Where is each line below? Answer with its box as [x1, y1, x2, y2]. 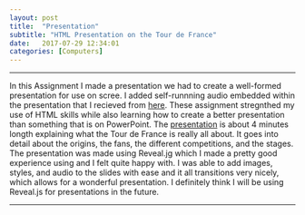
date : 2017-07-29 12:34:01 [9, 38, 120, 48]
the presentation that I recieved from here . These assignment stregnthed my [9, 100, 295, 111]
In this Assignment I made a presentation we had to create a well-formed [9, 81, 281, 92]
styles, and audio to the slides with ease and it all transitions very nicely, [9, 167, 280, 178]
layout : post [9, 13, 59, 23]
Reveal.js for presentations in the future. [9, 187, 160, 198]
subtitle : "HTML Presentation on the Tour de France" [9, 30, 218, 39]
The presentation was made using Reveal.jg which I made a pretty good [9, 148, 278, 159]
